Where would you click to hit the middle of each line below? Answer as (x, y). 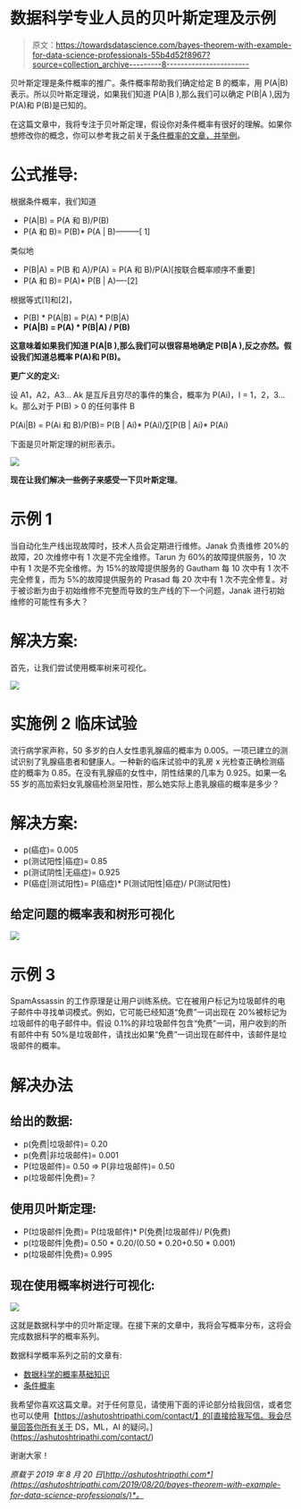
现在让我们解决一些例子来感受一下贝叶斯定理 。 (96, 479)
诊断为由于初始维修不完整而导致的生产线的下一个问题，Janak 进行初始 (155, 590)
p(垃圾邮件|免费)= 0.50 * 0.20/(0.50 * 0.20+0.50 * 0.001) (129, 1243)
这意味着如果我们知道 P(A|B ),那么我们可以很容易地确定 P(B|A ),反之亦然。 (147, 345)
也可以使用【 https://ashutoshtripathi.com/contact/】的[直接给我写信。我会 (147, 1416)
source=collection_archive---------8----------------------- (140, 64)
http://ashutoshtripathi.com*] (159, 1474)
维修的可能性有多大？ (49, 601)
